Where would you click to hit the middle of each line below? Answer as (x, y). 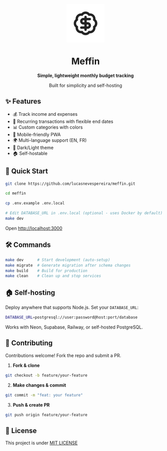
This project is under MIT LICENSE (41, 443)
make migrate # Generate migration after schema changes (68, 265)
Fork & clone (26, 365)
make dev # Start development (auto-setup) (58, 260)
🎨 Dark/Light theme (33, 147)
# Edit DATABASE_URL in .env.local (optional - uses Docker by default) (84, 213)
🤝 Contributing (29, 343)
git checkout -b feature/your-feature (46, 375)
